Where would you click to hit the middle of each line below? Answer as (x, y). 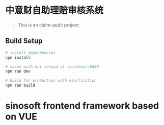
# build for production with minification (51, 81)
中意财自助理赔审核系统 (54, 10)
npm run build (20, 85)
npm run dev (18, 71)
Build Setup (24, 41)
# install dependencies (31, 53)
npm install (18, 57)
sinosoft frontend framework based (82, 106)
